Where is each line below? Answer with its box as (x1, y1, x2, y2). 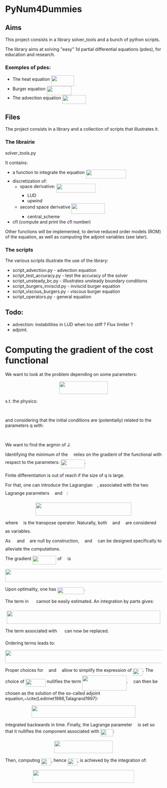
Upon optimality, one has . (5, 586, 85, 592)
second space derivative (19, 203, 71, 210)
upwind (27, 198, 43, 204)
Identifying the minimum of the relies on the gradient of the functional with (5, 451, 162, 457)
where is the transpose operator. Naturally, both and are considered (5, 520, 157, 526)
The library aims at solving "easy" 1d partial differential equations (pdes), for (5, 46, 162, 52)
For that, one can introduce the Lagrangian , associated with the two (5, 482, 149, 488)
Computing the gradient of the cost (5, 344, 153, 355)
